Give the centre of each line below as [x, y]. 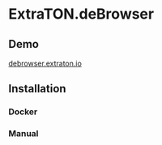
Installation [37, 89]
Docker [23, 112]
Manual [23, 134]
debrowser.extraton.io [45, 63]
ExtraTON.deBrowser [81, 14]
